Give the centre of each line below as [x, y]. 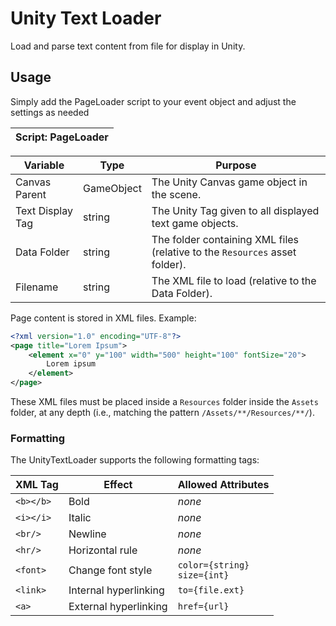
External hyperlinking [118, 607]
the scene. [176, 194]
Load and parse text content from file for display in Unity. [128, 46]
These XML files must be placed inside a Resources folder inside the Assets [164, 401]
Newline [87, 534]
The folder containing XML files [225, 239]
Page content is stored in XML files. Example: [103, 318]
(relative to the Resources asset [224, 252]
